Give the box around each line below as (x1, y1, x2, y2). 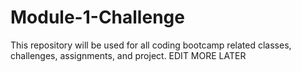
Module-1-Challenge (10, 6, 185, 29)
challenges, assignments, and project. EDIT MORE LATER (10, 49, 247, 61)
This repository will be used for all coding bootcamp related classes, (10, 39, 292, 51)
